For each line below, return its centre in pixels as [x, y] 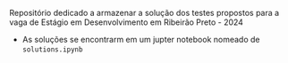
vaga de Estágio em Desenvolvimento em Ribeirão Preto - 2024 [127, 22]
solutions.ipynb [52, 50]
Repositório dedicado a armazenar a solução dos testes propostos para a [144, 13]
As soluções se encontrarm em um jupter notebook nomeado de [141, 39]
